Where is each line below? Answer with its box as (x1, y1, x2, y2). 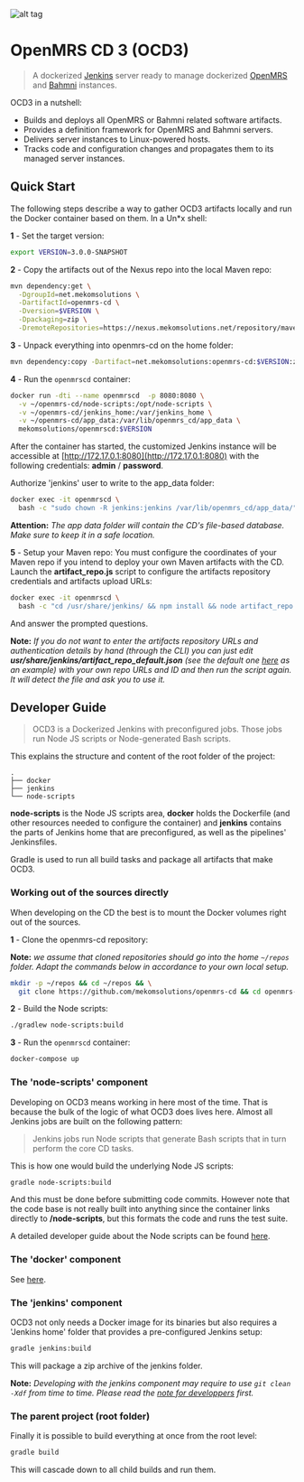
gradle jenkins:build (10, 1344, 92, 1353)
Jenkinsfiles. (10, 836, 58, 848)
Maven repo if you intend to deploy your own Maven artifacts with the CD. (10, 556, 285, 567)
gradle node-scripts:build (10, 1178, 112, 1187)
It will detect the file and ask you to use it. (10, 674, 166, 685)
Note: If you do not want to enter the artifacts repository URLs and (10, 635, 259, 646)
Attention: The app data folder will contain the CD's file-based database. (10, 519, 285, 530)
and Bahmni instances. (32, 79, 118, 90)
